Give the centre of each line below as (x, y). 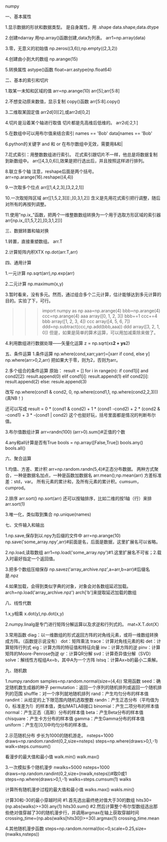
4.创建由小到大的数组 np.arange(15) (42, 59)
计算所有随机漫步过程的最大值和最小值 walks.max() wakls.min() (70, 790)
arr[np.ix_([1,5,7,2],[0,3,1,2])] (34, 220)
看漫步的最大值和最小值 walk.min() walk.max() (52, 757)
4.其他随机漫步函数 (25, 829)
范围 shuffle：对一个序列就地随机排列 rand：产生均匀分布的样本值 (81, 694)
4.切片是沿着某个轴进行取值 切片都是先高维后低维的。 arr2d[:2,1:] (72, 123)
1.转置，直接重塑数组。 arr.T (34, 241)
